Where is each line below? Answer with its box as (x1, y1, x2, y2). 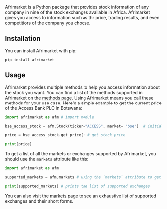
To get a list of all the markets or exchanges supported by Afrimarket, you (5, 151, 156, 157)
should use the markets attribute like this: (5, 156, 89, 162)
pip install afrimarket (5, 57, 55, 62)
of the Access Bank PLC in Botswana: (5, 105, 83, 111)
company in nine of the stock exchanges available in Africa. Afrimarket (5, 9, 150, 15)
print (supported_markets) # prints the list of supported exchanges (5, 184, 150, 189)
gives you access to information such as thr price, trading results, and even (5, 15, 160, 20)
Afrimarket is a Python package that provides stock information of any (5, 4, 149, 10)
